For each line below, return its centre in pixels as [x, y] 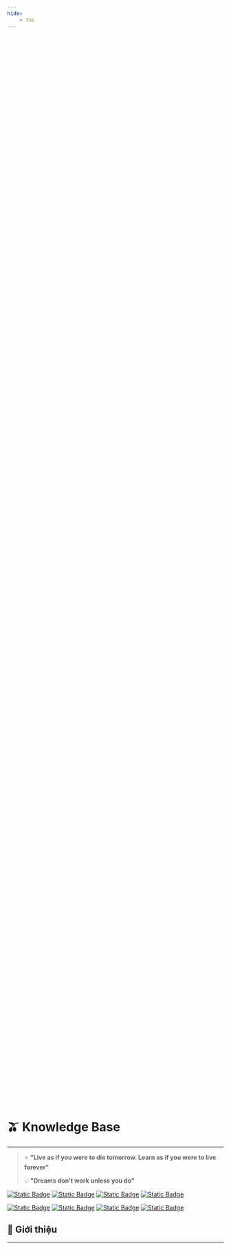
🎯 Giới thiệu [32, 1229]
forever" [36, 1167]
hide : [15, 13]
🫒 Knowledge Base [64, 1127]
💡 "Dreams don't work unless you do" [79, 1181]
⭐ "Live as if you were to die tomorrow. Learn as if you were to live [120, 1158]
